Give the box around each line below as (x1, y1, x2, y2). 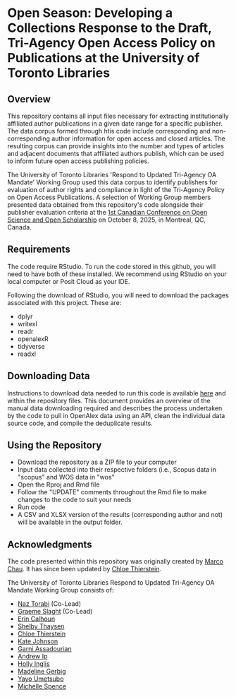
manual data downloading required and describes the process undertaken (7, 404, 223, 412)
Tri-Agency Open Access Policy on (7, 35, 216, 51)
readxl (17, 350, 37, 358)
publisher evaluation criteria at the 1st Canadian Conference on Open (7, 208, 208, 216)
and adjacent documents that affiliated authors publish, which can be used (7, 150, 224, 157)
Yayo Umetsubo (17, 674, 64, 683)
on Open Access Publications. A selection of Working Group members (7, 193, 211, 201)
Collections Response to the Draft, (7, 20, 212, 36)
